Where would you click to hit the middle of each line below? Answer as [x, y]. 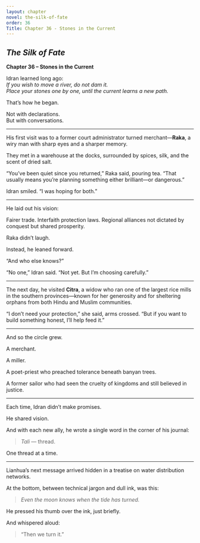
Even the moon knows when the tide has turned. [80, 500]
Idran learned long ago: [35, 79]
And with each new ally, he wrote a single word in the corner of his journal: [98, 430]
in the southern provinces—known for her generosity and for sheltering [93, 296]
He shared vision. [28, 418]
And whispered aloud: [33, 523]
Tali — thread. [38, 442]
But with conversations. [35, 120]
